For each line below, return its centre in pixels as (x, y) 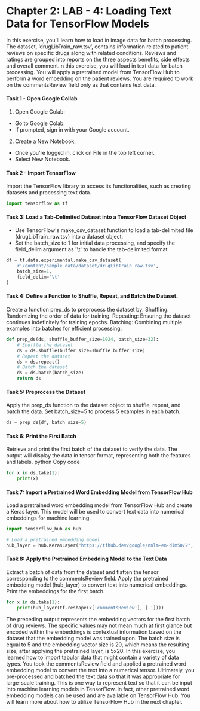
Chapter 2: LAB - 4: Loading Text (89, 11)
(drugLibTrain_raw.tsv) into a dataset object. (69, 237)
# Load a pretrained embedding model (53, 540)
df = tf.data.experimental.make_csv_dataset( (64, 260)
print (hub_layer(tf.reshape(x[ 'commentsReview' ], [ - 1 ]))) (90, 608)
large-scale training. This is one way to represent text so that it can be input (99, 682)
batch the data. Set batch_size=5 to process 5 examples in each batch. (93, 411)
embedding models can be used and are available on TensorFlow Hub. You (99, 695)
